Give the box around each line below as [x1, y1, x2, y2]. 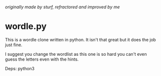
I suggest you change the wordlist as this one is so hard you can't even [5, 51, 147, 57]
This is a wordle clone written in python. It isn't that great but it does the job [5, 37, 156, 42]
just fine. [5, 42, 23, 48]
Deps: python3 [5, 65, 35, 71]
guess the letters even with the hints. [5, 56, 79, 62]
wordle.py [5, 21, 47, 32]
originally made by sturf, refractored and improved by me [5, 4, 120, 10]
